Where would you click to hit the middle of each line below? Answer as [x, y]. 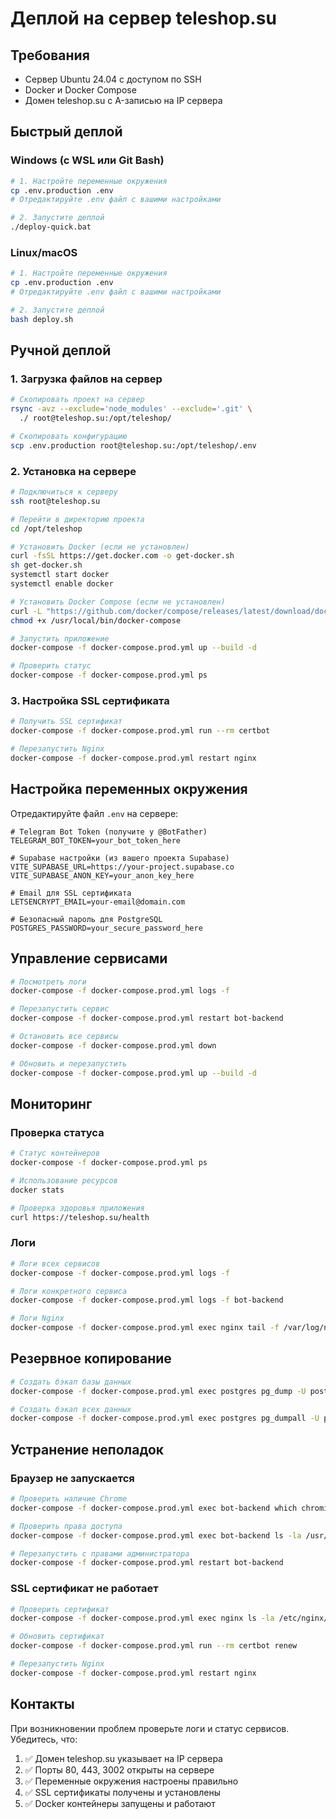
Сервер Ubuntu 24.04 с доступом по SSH [113, 79]
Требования [50, 55]
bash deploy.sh [42, 319]
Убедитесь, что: [44, 1739]
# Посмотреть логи [48, 982]
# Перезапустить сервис [60, 1009]
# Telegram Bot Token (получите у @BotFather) [109, 832]
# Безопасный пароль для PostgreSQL [86, 919]
